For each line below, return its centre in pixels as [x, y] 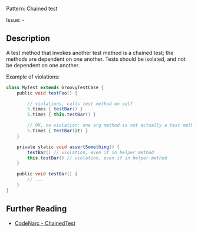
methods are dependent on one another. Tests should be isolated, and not [96, 59]
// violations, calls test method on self [80, 104]
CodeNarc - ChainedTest [45, 223]
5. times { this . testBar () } [62, 115]
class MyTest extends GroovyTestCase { [55, 87]
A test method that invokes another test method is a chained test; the [90, 53]
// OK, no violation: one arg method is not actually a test [104, 125]
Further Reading [37, 209]
